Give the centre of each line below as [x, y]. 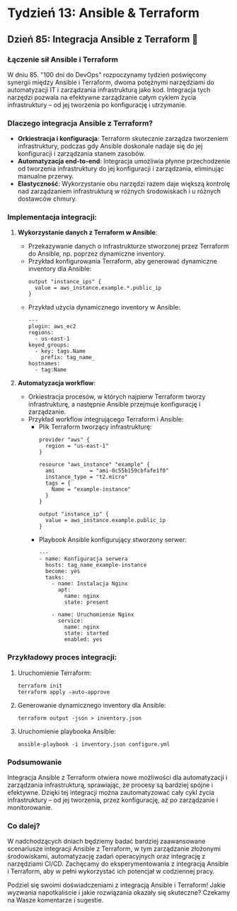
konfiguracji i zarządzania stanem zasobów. [81, 154]
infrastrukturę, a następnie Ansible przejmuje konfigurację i [114, 404]
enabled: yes [83, 640]
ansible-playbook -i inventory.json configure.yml [94, 744]
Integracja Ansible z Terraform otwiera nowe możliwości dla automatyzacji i [117, 778]
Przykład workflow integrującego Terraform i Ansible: [106, 419]
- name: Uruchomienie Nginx [93, 615]
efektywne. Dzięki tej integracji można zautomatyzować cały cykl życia [111, 793]
